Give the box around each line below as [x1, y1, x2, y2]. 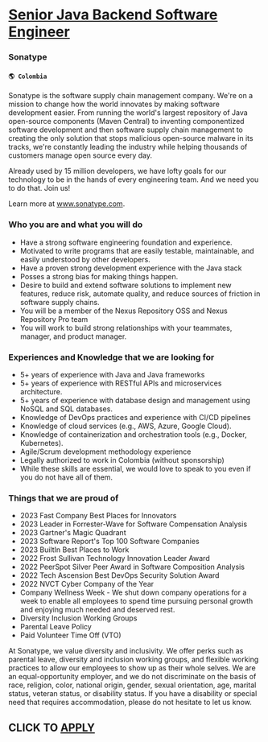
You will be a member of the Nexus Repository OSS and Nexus [19, 306, 228, 315]
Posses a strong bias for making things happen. [19, 271, 179, 281]
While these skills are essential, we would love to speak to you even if [19, 464, 251, 473]
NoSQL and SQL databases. [19, 404, 113, 414]
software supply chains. [19, 297, 100, 307]
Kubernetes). [19, 438, 64, 447]
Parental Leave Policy [19, 622, 93, 632]
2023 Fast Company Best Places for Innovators [19, 511, 177, 521]
